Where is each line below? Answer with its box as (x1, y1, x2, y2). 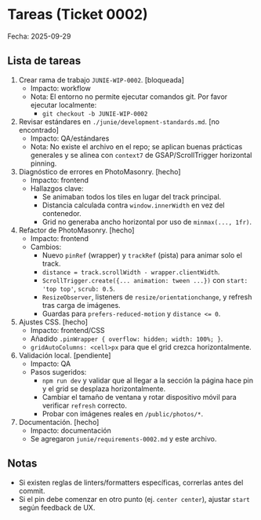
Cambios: (30, 242, 62, 251)
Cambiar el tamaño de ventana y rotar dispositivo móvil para (42, 392, 237, 401)
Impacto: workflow (30, 83, 91, 93)
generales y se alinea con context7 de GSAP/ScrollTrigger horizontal (30, 150, 252, 159)
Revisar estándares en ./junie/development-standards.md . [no (18, 116, 220, 126)
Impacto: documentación (30, 426, 111, 435)
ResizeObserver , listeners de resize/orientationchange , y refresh (42, 292, 252, 302)
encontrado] (18, 125, 60, 134)
